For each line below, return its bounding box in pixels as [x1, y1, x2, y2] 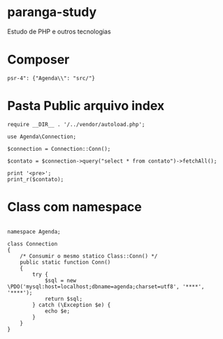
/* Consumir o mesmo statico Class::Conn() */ [20, 253, 158, 259]
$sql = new [44, 277, 77, 284]
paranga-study [7, 4, 97, 20]
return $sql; [44, 295, 82, 302]
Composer [7, 52, 70, 68]
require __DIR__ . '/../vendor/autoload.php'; [7, 121, 145, 128]
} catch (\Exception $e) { [32, 301, 111, 308]
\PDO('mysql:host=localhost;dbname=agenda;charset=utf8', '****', [7, 283, 205, 290]
